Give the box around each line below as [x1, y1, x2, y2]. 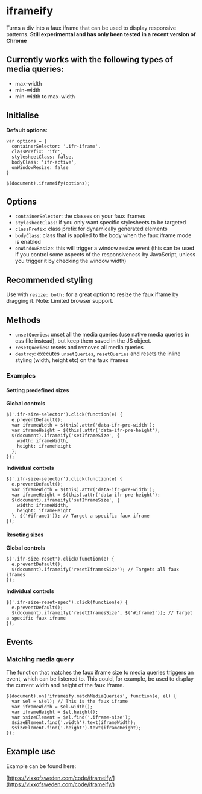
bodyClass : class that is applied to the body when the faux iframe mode [14, 232, 192, 239]
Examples [6, 371, 36, 380]
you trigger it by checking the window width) [14, 258, 127, 265]
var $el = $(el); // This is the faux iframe [11, 699, 128, 705]
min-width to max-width [14, 92, 75, 100]
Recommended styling [6, 275, 93, 285]
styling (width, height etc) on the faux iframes [14, 357, 128, 363]
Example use [6, 746, 56, 757]
